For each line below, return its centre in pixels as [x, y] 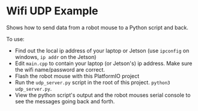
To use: [16, 39]
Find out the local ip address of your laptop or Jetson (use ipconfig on [102, 50]
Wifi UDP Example [52, 11]
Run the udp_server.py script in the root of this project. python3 [92, 82]
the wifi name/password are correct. [60, 69]
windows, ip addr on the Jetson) [55, 57]
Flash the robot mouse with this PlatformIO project [77, 76]
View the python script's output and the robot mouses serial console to [103, 95]
